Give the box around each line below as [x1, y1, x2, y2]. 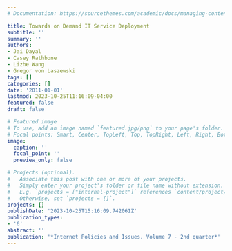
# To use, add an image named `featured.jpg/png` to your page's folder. [7, 125, 224, 132]
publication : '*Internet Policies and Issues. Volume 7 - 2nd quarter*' [7, 233, 221, 240]
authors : [7, 42, 32, 49]
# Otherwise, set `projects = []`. [7, 194, 116, 202]
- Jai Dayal [7, 48, 41, 55]
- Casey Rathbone [7, 54, 57, 62]
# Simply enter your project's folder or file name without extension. [7, 182, 224, 189]
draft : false [7, 106, 45, 113]
